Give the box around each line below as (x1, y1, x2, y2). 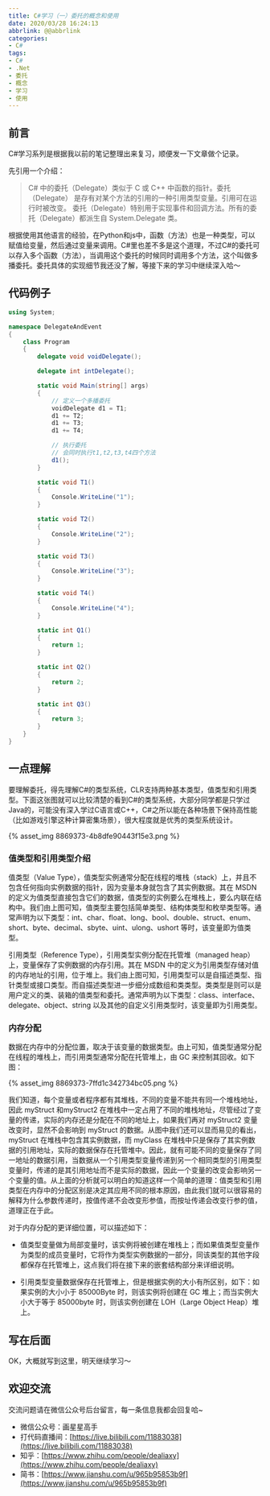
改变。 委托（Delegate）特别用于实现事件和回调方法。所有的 (49, 203, 251, 213)
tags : (8, 49, 27, 57)
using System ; (8, 308, 56, 316)
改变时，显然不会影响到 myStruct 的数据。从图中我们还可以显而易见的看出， (8, 1125, 261, 1135)
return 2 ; (51, 678, 84, 686)
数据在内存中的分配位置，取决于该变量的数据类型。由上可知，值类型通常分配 (8, 1042, 262, 1052)
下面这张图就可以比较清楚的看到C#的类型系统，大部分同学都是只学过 (22, 795, 251, 804)
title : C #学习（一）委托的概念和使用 (8, 11, 119, 20)
